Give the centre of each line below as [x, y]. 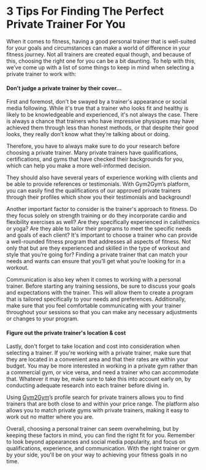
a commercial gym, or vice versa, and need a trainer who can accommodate [103, 372]
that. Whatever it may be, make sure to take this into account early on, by [99, 379]
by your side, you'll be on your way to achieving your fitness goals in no [97, 455]
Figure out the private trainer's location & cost [66, 333]
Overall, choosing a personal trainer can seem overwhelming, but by [93, 429]
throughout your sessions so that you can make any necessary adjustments [102, 312]
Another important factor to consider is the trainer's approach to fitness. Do [102, 209]
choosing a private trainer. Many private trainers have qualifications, [92, 153]
